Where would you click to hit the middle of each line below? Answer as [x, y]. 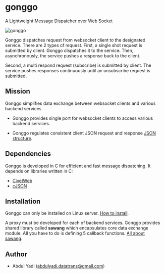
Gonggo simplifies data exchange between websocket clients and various [81, 103]
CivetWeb [22, 181]
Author [16, 254]
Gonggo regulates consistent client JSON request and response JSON [84, 133]
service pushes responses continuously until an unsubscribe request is [78, 70]
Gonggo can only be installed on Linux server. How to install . [67, 213]
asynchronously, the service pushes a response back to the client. [73, 55]
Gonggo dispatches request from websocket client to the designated [75, 40]
